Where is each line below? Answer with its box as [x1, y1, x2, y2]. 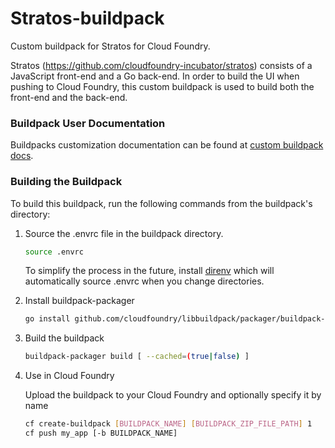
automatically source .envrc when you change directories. [24, 275, 265, 287]
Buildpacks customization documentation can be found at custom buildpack [10, 139, 324, 151]
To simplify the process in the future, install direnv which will [24, 265, 275, 277]
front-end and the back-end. [10, 91, 128, 103]
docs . [10, 150, 34, 162]
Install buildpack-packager [24, 295, 135, 307]
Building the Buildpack [10, 175, 123, 189]
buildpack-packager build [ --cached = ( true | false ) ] [24, 352, 250, 362]
